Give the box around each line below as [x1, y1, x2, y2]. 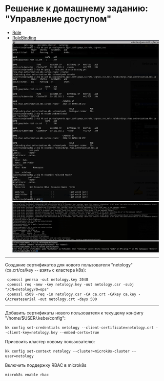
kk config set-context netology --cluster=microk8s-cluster [5, 349, 130, 354]
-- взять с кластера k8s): [34, 267, 86, 273]
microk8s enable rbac [5, 372, 49, 377]
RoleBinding [12, 35, 37, 41]
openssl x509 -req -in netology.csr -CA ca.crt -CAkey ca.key [7, 292, 137, 297]
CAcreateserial [5, 297, 36, 302]
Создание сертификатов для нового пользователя [5, 262, 110, 267]
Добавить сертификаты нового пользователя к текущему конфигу [5, 310, 144, 316]
